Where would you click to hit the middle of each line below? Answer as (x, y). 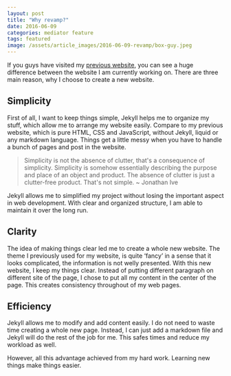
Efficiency (29, 307)
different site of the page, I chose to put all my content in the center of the (112, 277)
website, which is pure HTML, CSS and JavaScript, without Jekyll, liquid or (113, 132)
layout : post (26, 13)
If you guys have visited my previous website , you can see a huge (100, 65)
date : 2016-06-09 (32, 26)
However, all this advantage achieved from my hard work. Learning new (109, 358)
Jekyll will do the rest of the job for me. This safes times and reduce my (108, 338)
